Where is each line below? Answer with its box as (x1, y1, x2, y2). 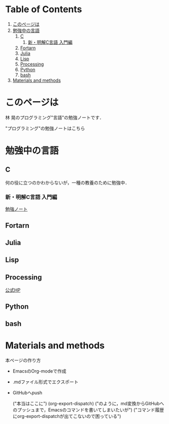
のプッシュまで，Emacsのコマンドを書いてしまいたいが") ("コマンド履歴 (12, 407, 164, 413)
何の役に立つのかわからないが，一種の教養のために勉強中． (5, 179, 130, 186)
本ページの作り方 (5, 357, 41, 363)
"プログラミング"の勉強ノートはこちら (5, 125, 85, 131)
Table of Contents (5, 4, 82, 15)
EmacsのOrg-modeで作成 (12, 368, 66, 374)
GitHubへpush (12, 389, 42, 396)
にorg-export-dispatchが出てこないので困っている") (12, 413, 121, 419)
